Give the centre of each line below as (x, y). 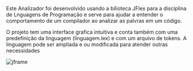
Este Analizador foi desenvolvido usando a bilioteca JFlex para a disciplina (96, 8)
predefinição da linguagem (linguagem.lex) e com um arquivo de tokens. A (96, 38)
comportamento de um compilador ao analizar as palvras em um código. (94, 21)
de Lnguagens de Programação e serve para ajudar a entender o (85, 15)
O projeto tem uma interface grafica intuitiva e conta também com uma (92, 32)
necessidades (23, 51)
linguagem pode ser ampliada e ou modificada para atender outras (87, 44)
